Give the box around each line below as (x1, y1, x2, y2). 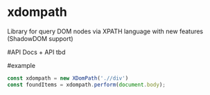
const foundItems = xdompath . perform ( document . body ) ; (7, 81, 166, 88)
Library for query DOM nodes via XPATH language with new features (7, 27, 204, 35)
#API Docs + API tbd (7, 48, 66, 56)
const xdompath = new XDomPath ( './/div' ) (7, 74, 129, 82)
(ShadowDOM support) (7, 34, 74, 42)
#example (7, 61, 36, 69)
